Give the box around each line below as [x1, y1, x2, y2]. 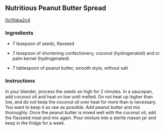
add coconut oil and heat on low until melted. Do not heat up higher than [5, 94, 153, 100]
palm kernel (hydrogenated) [12, 55, 69, 61]
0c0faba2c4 [5, 17, 31, 23]
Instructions [5, 78, 36, 85]
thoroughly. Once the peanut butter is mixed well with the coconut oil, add [5, 110, 156, 116]
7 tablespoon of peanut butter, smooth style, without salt [12, 65, 128, 71]
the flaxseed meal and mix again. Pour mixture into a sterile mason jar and [5, 115, 156, 121]
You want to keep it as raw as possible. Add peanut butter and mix [5, 104, 140, 110]
